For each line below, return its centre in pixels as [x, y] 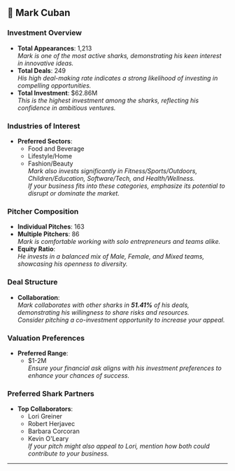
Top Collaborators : [45, 409]
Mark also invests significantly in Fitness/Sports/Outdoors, [113, 171]
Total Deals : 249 [42, 70]
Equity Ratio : [36, 249]
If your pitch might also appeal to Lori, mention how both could [119, 446]
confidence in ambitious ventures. [66, 108]
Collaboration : [38, 297]
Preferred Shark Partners [51, 393]
